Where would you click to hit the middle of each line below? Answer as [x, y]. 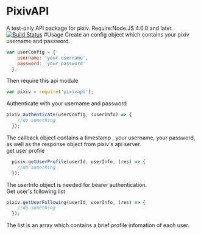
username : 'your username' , [53, 58]
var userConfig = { [31, 52]
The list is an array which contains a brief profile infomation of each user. [98, 225]
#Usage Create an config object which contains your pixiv [117, 34]
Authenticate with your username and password [66, 103]
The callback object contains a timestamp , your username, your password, [101, 138]
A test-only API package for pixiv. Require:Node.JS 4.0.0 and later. [90, 28]
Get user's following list [36, 191]
